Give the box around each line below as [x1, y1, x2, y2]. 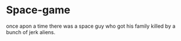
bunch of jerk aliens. [6, 28, 56, 35]
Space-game [6, 3, 70, 17]
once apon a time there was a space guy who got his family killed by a [6, 23, 176, 29]
